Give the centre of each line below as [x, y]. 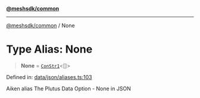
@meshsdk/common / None [41, 25]
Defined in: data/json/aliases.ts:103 [49, 77]
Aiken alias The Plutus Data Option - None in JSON [68, 89]
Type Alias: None [49, 49]
